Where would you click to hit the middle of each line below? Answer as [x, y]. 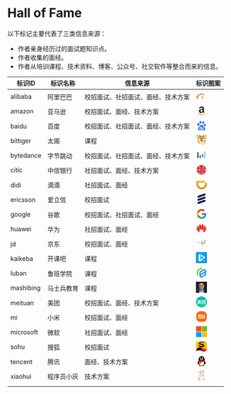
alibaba [21, 96]
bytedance [26, 156]
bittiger [21, 140]
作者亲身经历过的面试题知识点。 [64, 48]
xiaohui [21, 376]
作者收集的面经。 [42, 57]
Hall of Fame [45, 13]
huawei [21, 229]
